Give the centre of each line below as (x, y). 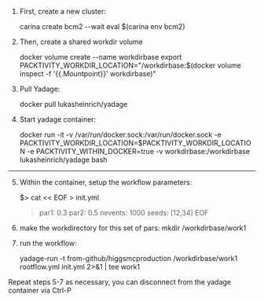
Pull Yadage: (40, 89)
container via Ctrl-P (40, 290)
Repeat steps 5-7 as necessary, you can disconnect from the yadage (120, 282)
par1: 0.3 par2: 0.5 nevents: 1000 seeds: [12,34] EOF (124, 213)
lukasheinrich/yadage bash (63, 160)
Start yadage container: (58, 119)
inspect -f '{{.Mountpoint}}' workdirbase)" (88, 73)
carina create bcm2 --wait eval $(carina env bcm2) (103, 26)
